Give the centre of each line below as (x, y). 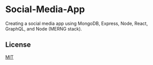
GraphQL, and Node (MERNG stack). (44, 28)
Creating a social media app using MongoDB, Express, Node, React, (76, 23)
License (18, 45)
